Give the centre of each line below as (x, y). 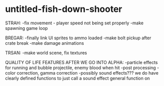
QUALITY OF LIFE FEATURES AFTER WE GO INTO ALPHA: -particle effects (82, 62)
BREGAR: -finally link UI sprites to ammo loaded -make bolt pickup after (78, 38)
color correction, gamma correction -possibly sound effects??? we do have (82, 73)
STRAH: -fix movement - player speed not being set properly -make (74, 23)
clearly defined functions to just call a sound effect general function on (78, 78)
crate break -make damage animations (45, 43)
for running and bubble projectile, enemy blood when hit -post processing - (82, 68)
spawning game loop (27, 28)
